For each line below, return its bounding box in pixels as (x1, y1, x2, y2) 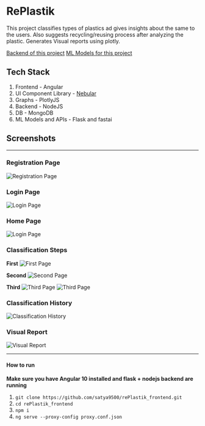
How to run (6, 361, 35, 369)
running (6, 381, 27, 389)
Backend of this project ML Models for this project (6, 49, 132, 56)
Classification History (6, 298, 73, 307)
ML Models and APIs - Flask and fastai (15, 115, 112, 123)
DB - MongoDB (15, 109, 54, 117)
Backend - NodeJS (15, 103, 63, 110)
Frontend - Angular (15, 83, 63, 90)
